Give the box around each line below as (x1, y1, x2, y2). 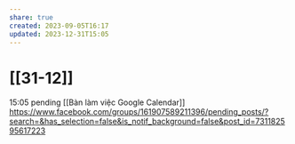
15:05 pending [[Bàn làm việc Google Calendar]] (9, 97, 186, 108)
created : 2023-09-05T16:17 (9, 21, 109, 30)
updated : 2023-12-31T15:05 (9, 29, 109, 38)
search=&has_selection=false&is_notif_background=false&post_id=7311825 (9, 116, 286, 127)
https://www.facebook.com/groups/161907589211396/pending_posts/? (9, 107, 269, 117)
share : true (9, 12, 53, 22)
